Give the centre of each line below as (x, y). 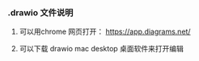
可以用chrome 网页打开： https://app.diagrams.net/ (105, 32)
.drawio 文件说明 (40, 12)
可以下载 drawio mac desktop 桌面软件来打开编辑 (101, 49)
